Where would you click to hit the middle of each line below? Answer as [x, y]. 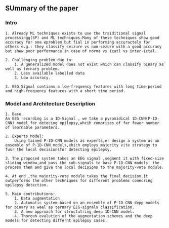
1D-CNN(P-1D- [145, 119]
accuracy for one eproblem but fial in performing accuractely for [78, 42]
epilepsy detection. [27, 185]
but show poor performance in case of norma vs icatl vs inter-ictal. [81, 51]
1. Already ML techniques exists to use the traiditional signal [75, 33]
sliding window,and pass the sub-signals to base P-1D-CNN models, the [82, 163]
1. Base [13, 114]
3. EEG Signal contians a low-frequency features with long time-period [83, 86]
